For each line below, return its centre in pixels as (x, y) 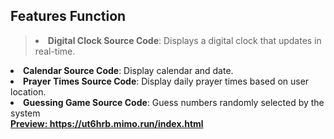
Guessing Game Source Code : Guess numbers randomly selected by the (174, 102)
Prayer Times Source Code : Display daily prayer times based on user (166, 81)
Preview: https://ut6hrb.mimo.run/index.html (107, 123)
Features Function (68, 16)
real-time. (55, 51)
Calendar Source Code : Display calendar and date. (128, 70)
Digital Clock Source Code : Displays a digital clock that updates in (184, 40)
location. (28, 91)
